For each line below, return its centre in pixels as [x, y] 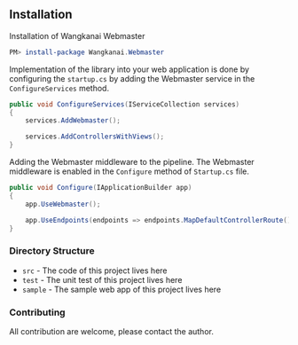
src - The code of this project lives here [94, 271]
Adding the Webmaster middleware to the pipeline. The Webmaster [132, 162]
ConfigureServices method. [59, 88]
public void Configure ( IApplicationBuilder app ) [101, 188]
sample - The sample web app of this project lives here [122, 289]
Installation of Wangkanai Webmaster [77, 35]
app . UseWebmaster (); [63, 204]
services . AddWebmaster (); [73, 121]
